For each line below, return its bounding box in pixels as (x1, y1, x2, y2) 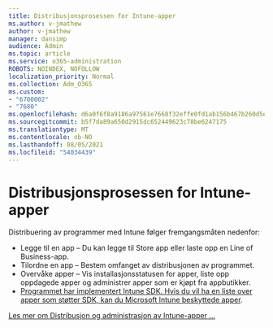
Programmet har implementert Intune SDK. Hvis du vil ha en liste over (19, 286, 253, 296)
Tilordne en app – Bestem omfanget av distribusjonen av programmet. (19, 260, 255, 270)
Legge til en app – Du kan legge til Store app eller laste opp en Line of (19, 243, 253, 253)
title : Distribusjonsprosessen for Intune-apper (8, 11, 176, 20)
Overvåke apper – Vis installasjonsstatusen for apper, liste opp (19, 269, 230, 279)
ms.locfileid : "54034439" (8, 148, 96, 156)
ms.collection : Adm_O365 (8, 80, 93, 88)
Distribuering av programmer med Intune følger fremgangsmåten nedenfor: (8, 227, 260, 237)
